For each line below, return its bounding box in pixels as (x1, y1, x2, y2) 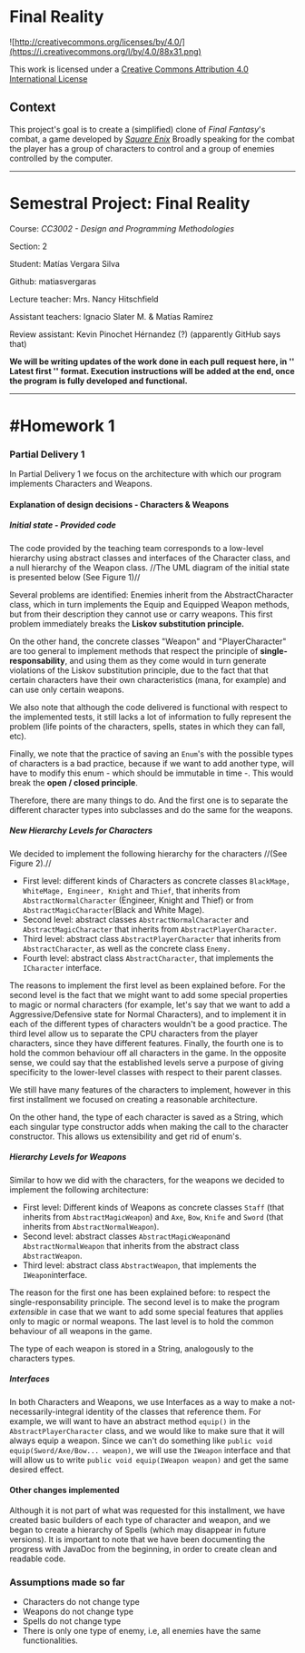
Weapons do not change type (22, 1606, 134, 1618)
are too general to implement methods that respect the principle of (9, 645, 259, 656)
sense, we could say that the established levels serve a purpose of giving (9, 1056, 284, 1068)
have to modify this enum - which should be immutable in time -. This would (9, 767, 294, 778)
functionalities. (22, 1635, 79, 1646)
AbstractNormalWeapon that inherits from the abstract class (22, 1240, 240, 1251)
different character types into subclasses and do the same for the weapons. (9, 804, 293, 815)
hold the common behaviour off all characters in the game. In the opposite (9, 1047, 287, 1058)
